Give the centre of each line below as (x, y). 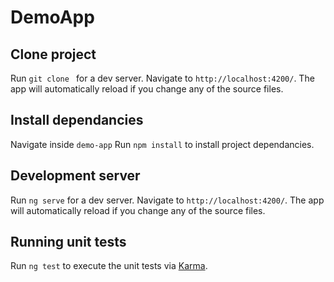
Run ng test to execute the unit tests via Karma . (109, 266)
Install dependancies (77, 120)
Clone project (53, 54)
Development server (75, 176)
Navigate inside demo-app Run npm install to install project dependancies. (162, 144)
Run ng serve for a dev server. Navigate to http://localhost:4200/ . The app (167, 200)
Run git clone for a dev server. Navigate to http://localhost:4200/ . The (162, 78)
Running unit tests (68, 242)
